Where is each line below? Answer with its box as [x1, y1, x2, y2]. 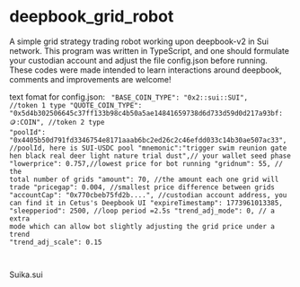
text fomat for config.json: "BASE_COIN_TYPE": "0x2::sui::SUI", [9, 91, 249, 102]
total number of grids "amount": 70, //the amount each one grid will [9, 175, 279, 184]
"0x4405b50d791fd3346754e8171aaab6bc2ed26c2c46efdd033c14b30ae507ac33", [9, 135, 287, 144]
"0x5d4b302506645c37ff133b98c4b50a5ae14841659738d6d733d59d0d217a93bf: [9, 109, 283, 117]
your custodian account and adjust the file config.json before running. [9, 55, 268, 65]
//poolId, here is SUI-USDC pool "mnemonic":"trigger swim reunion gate [9, 143, 287, 152]
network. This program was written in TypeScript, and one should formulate [9, 45, 290, 56]
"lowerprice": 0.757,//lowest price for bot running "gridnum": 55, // [9, 159, 283, 168]
